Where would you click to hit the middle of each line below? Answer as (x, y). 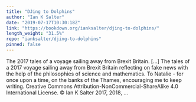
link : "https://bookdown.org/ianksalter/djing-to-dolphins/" (83, 28)
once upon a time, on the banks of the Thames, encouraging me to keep (94, 80)
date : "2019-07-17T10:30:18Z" (43, 22)
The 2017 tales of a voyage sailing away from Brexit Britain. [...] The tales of (98, 61)
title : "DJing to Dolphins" (41, 11)
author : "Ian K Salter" (35, 17)
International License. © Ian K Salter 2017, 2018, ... (67, 93)
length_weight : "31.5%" (35, 34)
